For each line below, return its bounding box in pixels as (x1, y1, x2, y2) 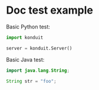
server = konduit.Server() (6, 45, 72, 51)
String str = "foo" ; (6, 78, 57, 84)
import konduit (6, 34, 44, 40)
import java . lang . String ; (6, 67, 70, 73)
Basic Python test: (6, 23, 50, 30)
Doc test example (6, 4, 93, 17)
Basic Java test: (6, 56, 45, 63)
